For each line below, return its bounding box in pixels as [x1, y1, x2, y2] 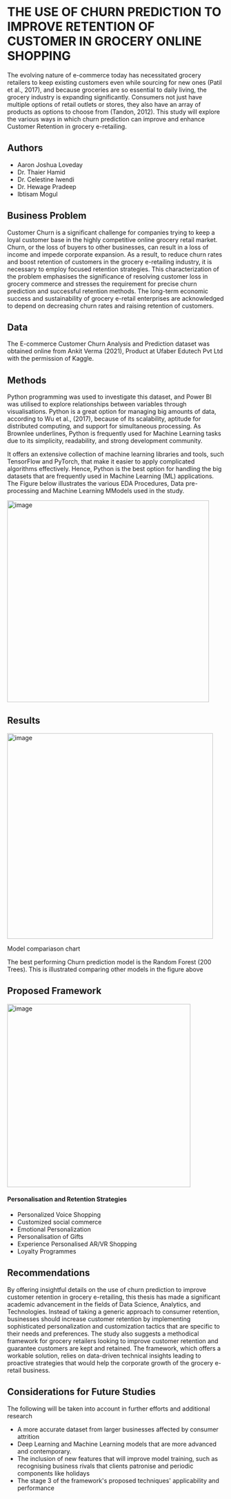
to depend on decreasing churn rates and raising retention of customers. [7, 301, 214, 310]
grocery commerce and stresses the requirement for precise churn [7, 279, 197, 288]
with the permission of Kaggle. [7, 355, 94, 363]
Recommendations [7, 1267, 90, 1279]
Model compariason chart [7, 944, 81, 953]
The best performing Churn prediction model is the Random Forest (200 [7, 958, 212, 966]
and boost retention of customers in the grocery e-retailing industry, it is [7, 257, 212, 266]
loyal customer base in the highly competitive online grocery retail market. [7, 235, 218, 244]
